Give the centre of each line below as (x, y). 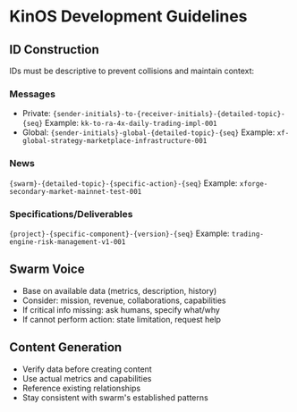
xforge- (254, 184)
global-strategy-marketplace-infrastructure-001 (115, 141)
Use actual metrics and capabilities (87, 378)
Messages (33, 94)
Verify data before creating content (87, 369)
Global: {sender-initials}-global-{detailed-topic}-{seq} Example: (148, 132)
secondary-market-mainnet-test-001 (76, 191)
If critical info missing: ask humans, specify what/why (121, 309)
